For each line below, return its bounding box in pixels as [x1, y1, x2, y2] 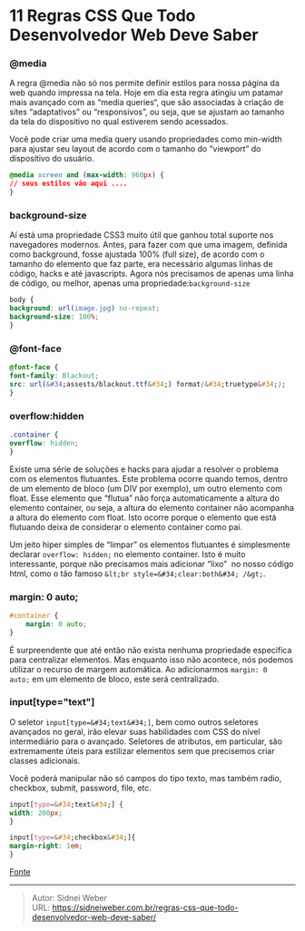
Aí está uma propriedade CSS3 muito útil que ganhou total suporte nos [9, 230, 274, 240]
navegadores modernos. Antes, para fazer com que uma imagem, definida [9, 240, 288, 250]
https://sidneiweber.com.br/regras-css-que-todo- [52, 902, 239, 913]
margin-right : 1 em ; [9, 841, 84, 851]
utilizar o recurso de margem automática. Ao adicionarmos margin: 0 [9, 663, 268, 674]
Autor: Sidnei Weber [31, 893, 107, 904]
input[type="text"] [9, 696, 95, 709]
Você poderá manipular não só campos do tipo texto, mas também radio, [9, 772, 282, 783]
